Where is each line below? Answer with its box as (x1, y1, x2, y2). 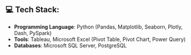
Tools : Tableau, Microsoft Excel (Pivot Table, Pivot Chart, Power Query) (13, 36, 186, 43)
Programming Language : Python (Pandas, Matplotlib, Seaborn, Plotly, (13, 23, 183, 30)
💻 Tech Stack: (5, 5, 60, 15)
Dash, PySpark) (13, 29, 52, 36)
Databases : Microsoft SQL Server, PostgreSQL (13, 42, 127, 49)
